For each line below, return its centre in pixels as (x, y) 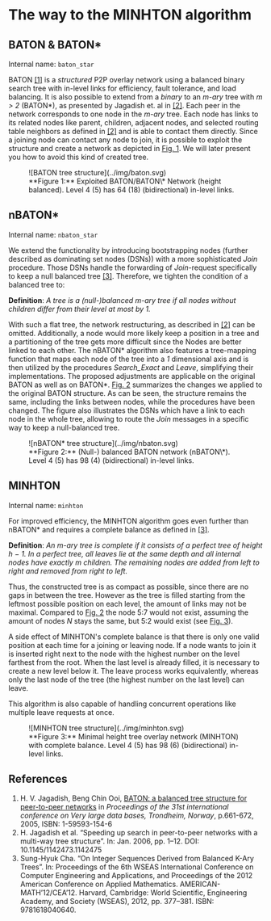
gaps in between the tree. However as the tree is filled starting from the (127, 595)
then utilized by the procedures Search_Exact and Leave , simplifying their (131, 367)
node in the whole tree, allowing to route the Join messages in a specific (129, 418)
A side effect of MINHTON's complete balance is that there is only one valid (134, 637)
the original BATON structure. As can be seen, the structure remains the (128, 393)
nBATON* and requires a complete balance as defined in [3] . (109, 529)
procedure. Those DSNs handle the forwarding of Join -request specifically (133, 267)
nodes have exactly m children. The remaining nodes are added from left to (134, 562)
